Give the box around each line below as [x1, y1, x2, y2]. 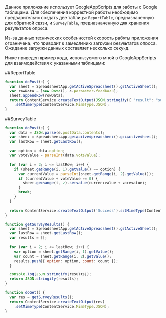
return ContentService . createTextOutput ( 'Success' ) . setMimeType [9, 208, 145, 213]
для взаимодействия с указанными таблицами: [5, 60, 106, 66]
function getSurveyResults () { [5, 222, 70, 227]
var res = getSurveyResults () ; [9, 294, 74, 300]
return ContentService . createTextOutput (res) [9, 299, 105, 304]
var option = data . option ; [9, 148, 65, 153]
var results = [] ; [9, 235, 48, 240]
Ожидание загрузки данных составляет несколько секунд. [5, 45, 130, 51]
